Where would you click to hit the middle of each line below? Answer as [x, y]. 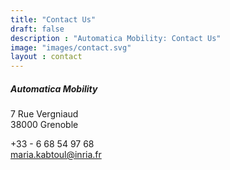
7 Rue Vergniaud [44, 114]
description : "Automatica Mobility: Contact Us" [116, 38]
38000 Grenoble [44, 125]
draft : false [37, 29]
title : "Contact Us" [53, 19]
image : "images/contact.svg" [71, 47]
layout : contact [46, 57]
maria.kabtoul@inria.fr [56, 155]
